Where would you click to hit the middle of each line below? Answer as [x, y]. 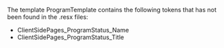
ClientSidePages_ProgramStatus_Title [70, 37]
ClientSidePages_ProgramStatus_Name [73, 30]
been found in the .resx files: [48, 17]
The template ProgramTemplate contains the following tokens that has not [112, 10]
